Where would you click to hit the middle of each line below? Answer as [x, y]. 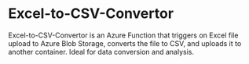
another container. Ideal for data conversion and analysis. [101, 52]
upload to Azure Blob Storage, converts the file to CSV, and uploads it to [125, 43]
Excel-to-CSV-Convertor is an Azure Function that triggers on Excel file [123, 35]
